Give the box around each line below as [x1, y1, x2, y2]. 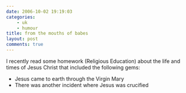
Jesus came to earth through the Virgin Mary [14, 75, 124, 82]
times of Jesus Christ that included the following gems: [6, 64, 141, 71]
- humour [17, 25, 38, 31]
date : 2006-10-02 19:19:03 [6, 8, 73, 15]
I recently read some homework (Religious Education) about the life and [6, 57, 181, 65]
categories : [6, 14, 35, 20]
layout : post [6, 36, 38, 42]
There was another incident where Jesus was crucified [14, 81, 149, 88]
